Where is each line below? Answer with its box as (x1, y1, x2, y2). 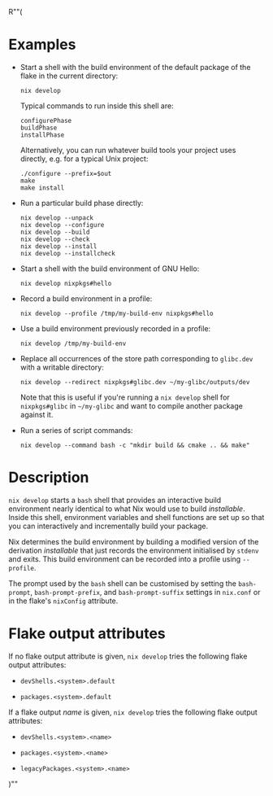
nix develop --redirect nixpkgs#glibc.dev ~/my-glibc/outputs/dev (19, 378, 250, 386)
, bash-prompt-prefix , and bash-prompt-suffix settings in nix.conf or (29, 587, 261, 597)
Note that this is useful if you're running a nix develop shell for (19, 392, 230, 402)
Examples (8, 36, 76, 54)
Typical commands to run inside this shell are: (19, 101, 174, 111)
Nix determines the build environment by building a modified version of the (8, 536, 259, 546)
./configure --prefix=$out (19, 169, 112, 177)
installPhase (19, 130, 65, 139)
